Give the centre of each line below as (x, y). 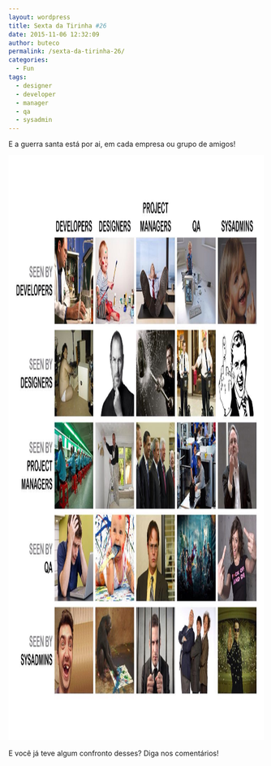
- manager (32, 103)
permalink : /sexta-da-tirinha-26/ (67, 52)
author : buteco (34, 43)
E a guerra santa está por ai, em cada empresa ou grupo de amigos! (122, 144)
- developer (36, 94)
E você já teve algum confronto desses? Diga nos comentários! (114, 753)
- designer (34, 85)
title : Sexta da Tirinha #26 (58, 26)
